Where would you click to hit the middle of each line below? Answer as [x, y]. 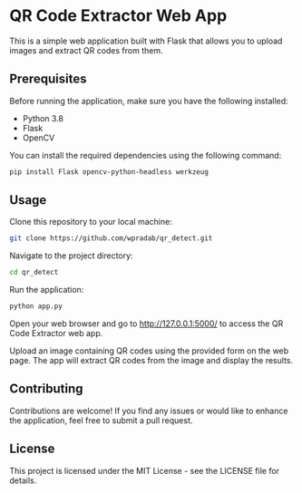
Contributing [46, 389]
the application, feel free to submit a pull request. [101, 420]
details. [23, 480]
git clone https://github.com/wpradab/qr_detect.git [111, 238]
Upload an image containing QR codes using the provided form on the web [149, 351]
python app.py [36, 306]
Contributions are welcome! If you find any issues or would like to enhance [149, 411]
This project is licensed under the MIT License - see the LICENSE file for [144, 470]
